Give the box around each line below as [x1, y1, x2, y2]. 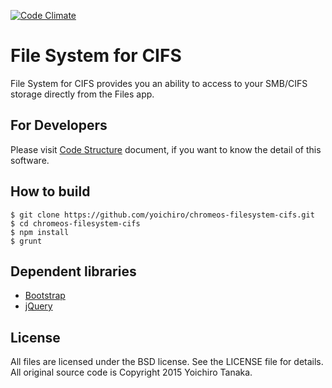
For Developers [10, 117, 108, 134]
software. [10, 154, 50, 166]
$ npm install [10, 227, 70, 237]
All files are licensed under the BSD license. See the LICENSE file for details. [10, 356, 324, 368]
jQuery [24, 300, 53, 312]
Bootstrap [24, 290, 66, 302]
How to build [10, 183, 91, 200]
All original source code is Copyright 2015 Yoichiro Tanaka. [10, 366, 253, 379]
